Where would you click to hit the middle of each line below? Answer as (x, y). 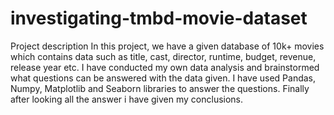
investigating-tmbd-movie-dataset (159, 18)
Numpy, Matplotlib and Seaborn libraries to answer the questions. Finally (160, 88)
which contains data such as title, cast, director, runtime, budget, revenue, (163, 56)
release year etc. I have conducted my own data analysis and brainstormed (165, 67)
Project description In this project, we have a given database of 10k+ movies (167, 46)
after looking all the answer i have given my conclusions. (127, 99)
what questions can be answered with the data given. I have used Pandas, (163, 78)
